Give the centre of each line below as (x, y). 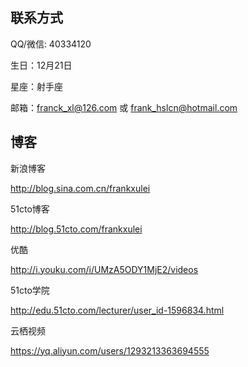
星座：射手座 (36, 86)
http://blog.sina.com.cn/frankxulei (80, 188)
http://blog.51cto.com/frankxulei (76, 229)
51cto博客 (30, 209)
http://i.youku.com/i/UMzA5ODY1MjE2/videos (104, 269)
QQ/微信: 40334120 (51, 44)
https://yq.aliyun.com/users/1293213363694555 (110, 350)
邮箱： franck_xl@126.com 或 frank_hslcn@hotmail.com (124, 107)
